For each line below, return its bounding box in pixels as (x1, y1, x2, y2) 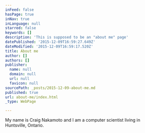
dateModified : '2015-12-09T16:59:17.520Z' (5, 44, 93, 49)
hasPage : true (5, 12, 34, 17)
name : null (9, 67, 32, 72)
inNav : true (5, 16, 29, 21)
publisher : (5, 62, 28, 67)
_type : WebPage (5, 99, 36, 104)
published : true (5, 90, 38, 95)
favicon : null (9, 81, 38, 86)
